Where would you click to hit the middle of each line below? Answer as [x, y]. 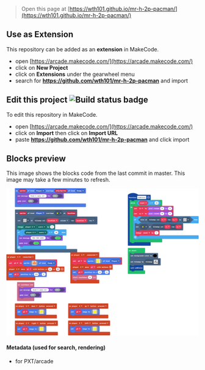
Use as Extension [40, 35]
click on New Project [41, 67]
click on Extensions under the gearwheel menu [75, 74]
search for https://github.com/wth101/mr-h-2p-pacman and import [101, 80]
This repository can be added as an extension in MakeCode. [83, 49]
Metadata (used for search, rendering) [56, 347]
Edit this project [37, 100]
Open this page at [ [45, 9]
